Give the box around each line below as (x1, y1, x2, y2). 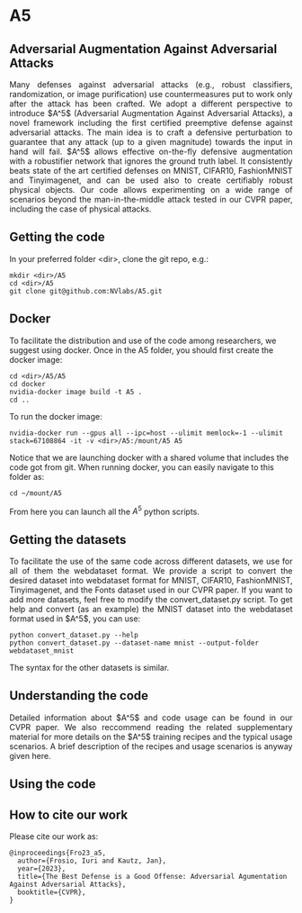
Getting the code (9, 230, 105, 245)
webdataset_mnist (9, 646, 75, 655)
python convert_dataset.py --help (9, 631, 139, 640)
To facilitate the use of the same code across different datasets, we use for (9, 556, 293, 567)
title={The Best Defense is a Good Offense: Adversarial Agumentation (17, 872, 288, 881)
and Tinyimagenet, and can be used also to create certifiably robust (9, 175, 293, 185)
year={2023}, (17, 864, 67, 873)
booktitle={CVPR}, (17, 888, 87, 897)
